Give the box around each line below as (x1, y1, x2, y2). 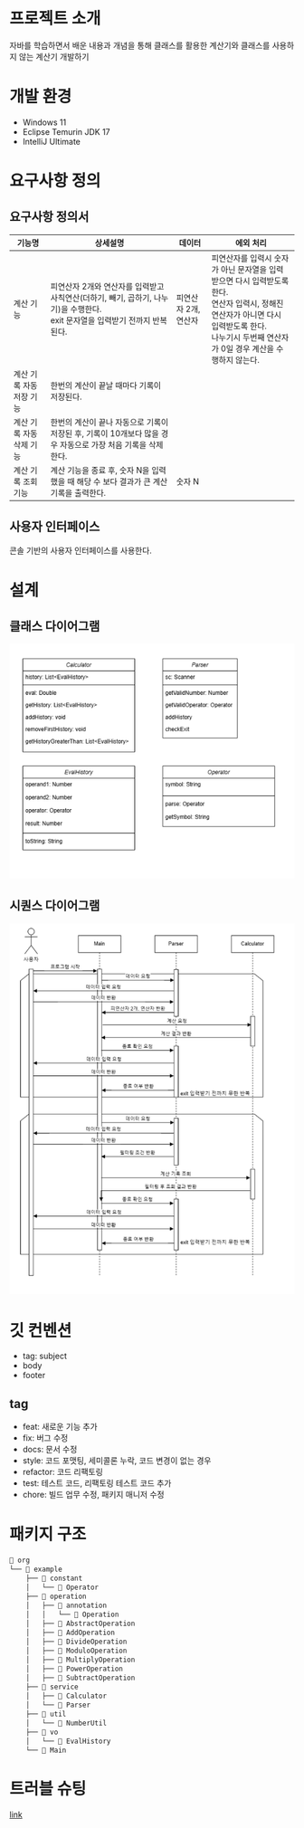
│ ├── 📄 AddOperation (25, 1628, 116, 1638)
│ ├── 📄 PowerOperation (25, 1664, 124, 1674)
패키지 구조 (9, 1524, 87, 1545)
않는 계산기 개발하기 (18, 51, 90, 62)
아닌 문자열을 (220, 263, 267, 274)
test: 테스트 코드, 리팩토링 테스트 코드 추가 (22, 1478, 172, 1489)
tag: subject (22, 1350, 68, 1362)
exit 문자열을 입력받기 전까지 (50, 314, 151, 326)
